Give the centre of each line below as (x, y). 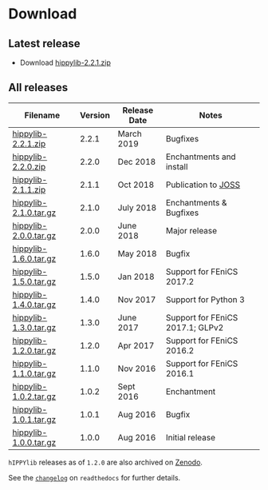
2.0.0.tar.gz (34, 235)
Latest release (44, 44)
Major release (191, 230)
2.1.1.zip (29, 189)
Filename (42, 115)
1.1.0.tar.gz (34, 373)
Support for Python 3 (205, 299)
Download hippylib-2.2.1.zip (65, 62)
